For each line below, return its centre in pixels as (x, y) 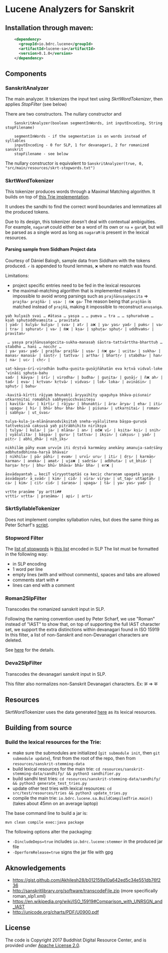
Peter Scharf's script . (27, 525)
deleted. (14, 640)
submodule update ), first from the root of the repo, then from (74, 758)
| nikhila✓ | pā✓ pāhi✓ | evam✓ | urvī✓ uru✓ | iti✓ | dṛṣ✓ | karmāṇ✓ (80, 456)
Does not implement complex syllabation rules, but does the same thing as (82, 519)
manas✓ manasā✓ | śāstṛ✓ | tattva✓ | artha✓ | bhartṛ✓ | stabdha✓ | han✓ (84, 355)
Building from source (39, 728)
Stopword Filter (24, 538)
